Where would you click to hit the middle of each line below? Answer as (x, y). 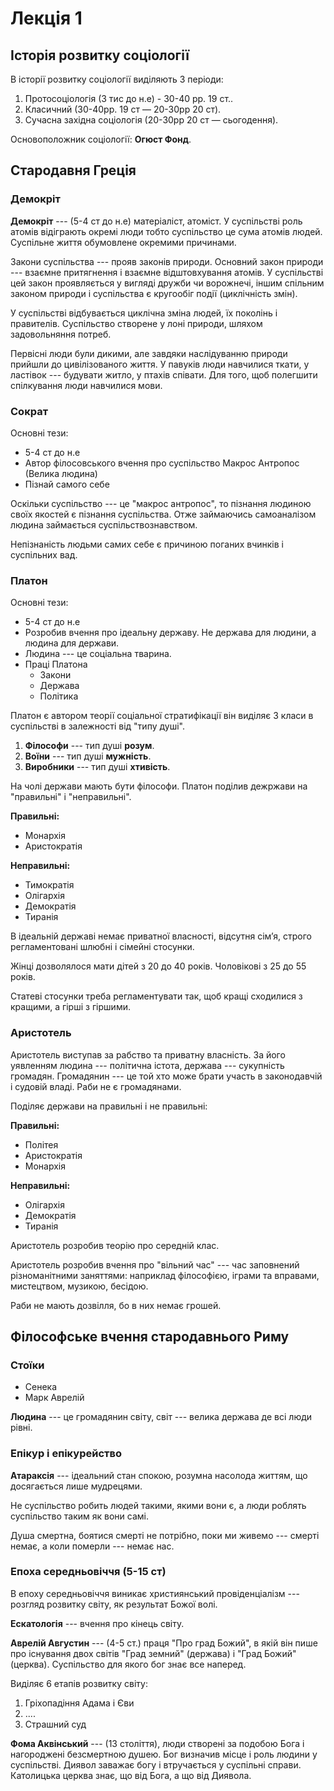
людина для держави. (72, 643)
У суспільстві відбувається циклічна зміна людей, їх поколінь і (144, 313)
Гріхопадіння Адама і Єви (79, 1703)
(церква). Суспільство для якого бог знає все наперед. (128, 1664)
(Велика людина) (61, 473)
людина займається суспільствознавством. (104, 524)
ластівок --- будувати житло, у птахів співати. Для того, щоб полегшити (164, 374)
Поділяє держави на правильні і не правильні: (109, 1106)
